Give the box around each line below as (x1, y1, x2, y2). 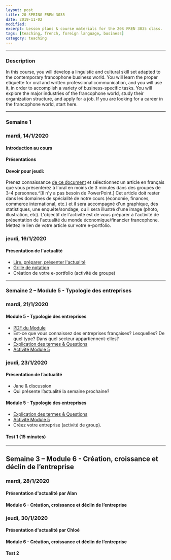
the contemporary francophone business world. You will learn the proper (6, 74, 158, 80)
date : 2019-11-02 (6, 17, 43, 22)
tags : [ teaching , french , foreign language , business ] (6, 31, 124, 36)
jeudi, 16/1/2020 (6, 235, 47, 242)
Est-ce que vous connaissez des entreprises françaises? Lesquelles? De (13, 330, 165, 336)
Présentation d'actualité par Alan (6, 490, 77, 497)
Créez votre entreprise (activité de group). (13, 422, 101, 428)
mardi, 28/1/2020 (6, 478, 50, 485)
